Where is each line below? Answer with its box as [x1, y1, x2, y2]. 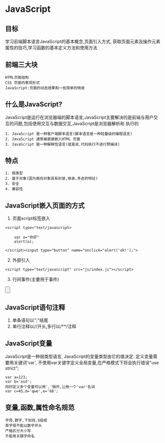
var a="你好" [14, 235, 40, 240]
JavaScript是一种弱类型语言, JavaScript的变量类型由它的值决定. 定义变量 [5, 353, 153, 359]
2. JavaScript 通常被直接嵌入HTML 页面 [5, 136, 81, 142]
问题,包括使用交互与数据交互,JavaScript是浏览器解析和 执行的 [13, 120, 139, 126]
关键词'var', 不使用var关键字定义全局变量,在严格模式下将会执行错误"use [13, 359, 159, 365]
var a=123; [5, 375, 28, 380]
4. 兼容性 [5, 187, 23, 192]
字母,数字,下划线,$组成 [5, 418, 47, 423]
